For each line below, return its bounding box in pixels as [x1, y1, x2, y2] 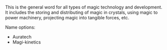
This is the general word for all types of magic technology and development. [5, 4, 162, 10]
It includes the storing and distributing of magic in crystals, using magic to [5, 9, 158, 15]
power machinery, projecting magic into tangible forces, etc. [5, 15, 129, 20]
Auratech [12, 34, 31, 40]
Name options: [5, 24, 35, 30]
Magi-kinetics [12, 39, 41, 45]
